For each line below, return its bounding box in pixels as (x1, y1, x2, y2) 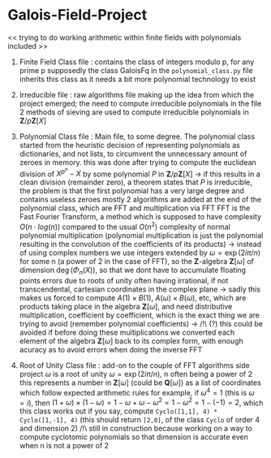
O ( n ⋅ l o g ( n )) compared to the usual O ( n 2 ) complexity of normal (19, 221, 230, 232)
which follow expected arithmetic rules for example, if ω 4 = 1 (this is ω (19, 386, 255, 397)
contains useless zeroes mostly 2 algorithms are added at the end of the (19, 195, 262, 205)
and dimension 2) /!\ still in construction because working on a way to (19, 424, 253, 434)
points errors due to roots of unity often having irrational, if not (19, 275, 229, 285)
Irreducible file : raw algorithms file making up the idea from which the (19, 89, 255, 99)
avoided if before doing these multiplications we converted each (19, 327, 235, 337)
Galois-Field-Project (7, 6, 148, 24)
